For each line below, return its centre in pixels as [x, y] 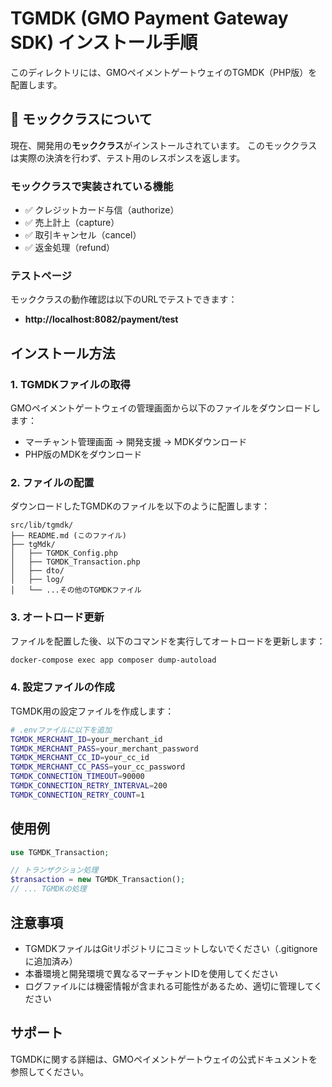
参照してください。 [50, 1071]
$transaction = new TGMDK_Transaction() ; [98, 880]
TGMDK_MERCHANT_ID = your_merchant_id [86, 739]
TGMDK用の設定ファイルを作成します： [92, 711]
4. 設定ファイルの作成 [62, 687]
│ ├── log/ [37, 580]
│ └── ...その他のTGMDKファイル [76, 590]
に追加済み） [51, 961]
